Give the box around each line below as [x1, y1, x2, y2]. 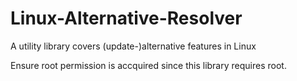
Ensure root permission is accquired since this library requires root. [10, 59, 287, 71]
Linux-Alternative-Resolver [10, 7, 243, 30]
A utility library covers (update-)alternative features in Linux [10, 40, 257, 52]
